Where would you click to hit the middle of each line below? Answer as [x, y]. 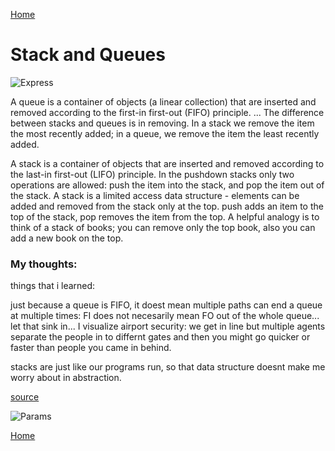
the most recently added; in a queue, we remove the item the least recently [165, 133]
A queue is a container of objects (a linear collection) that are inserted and [163, 101]
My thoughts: [44, 264]
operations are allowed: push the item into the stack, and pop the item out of [167, 185]
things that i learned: [53, 286]
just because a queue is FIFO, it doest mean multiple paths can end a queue [166, 305]
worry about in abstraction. [66, 378]
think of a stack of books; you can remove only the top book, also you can [163, 227]
